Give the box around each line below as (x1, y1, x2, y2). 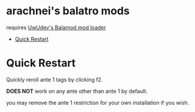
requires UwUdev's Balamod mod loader (6, 24, 106, 31)
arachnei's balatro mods (6, 4, 130, 18)
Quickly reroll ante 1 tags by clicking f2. (6, 76, 103, 83)
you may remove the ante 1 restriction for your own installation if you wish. (6, 99, 190, 106)
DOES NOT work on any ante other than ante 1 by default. (6, 88, 148, 95)
